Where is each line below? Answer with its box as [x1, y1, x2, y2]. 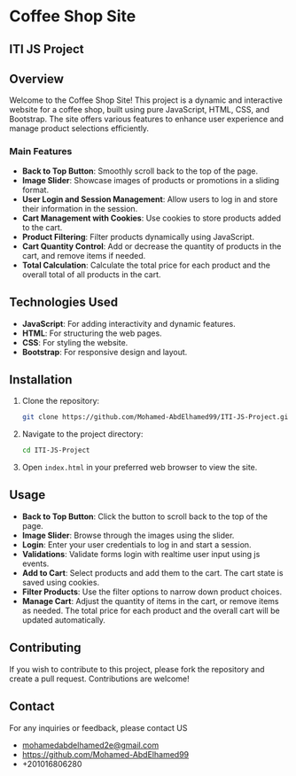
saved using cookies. [21, 577, 100, 587]
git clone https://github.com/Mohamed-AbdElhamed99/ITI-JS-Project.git [21, 413, 292, 422]
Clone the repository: [21, 396, 100, 407]
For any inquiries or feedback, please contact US [9, 722, 188, 733]
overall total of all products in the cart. [21, 268, 161, 280]
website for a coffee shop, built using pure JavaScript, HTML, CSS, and [9, 105, 270, 115]
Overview [9, 71, 65, 86]
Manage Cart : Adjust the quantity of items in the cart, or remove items [21, 595, 279, 606]
